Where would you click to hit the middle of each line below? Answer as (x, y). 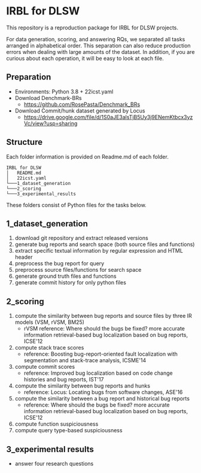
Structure (25, 142)
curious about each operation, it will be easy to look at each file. (85, 58)
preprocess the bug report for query (60, 263)
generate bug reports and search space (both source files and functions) (105, 244)
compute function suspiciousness (57, 424)
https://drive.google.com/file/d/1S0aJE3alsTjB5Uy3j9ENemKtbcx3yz (108, 117)
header (24, 257)
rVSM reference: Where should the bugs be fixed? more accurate (104, 329)
